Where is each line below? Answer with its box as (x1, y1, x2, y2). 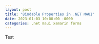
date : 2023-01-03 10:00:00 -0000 (5, 16, 73, 21)
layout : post (5, 7, 32, 12)
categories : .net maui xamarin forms (5, 21, 82, 26)
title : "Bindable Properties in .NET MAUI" (5, 12, 95, 17)
